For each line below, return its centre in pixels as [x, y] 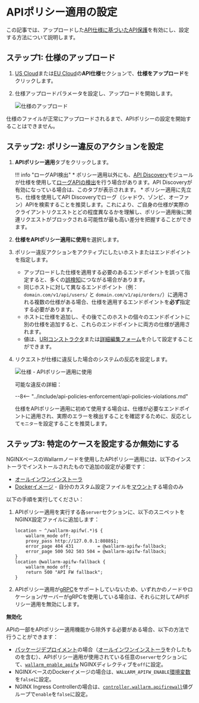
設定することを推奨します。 [77, 423]
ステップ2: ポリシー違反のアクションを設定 [85, 147]
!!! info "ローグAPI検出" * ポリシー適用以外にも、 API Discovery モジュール [104, 175]
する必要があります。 [50, 309]
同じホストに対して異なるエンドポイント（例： [81, 287]
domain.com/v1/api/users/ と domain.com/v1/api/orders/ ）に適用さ [106, 294]
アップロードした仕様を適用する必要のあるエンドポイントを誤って [104, 272]
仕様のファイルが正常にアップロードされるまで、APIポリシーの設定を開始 [96, 118]
